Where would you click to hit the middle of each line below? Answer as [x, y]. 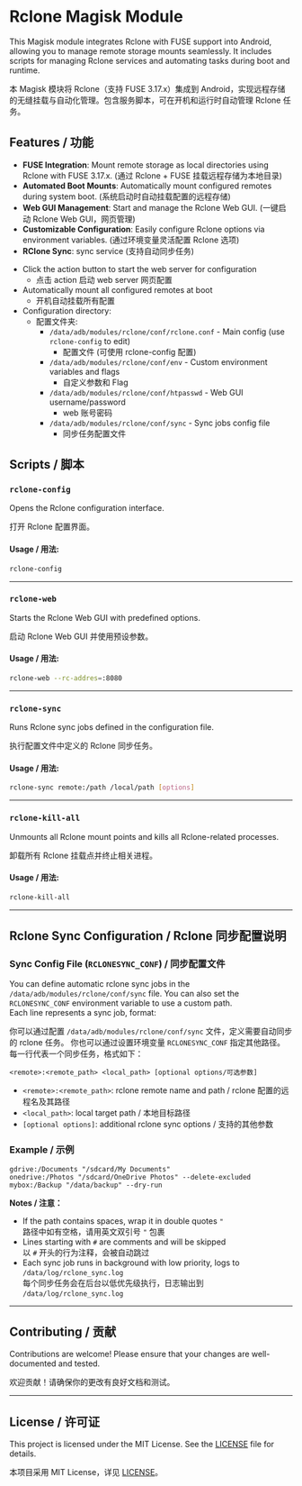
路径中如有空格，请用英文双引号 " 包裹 [93, 1231]
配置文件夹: [57, 321]
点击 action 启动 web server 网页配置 [104, 279]
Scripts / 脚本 [47, 465]
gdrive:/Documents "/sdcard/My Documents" [90, 1169]
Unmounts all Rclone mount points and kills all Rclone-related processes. [144, 836]
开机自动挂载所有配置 [75, 300]
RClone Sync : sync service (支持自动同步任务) [108, 251]
